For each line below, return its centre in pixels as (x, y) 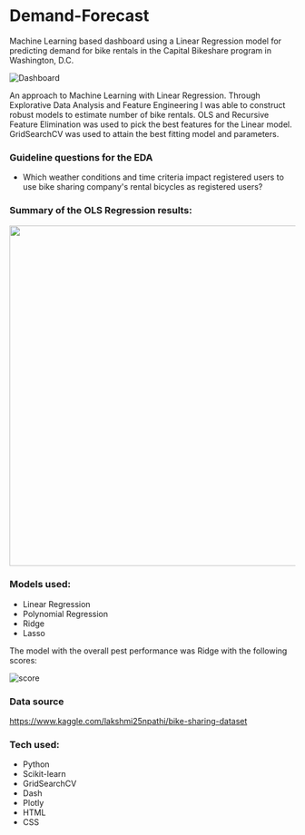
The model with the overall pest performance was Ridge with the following (148, 651)
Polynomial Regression (65, 614)
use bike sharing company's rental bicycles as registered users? (143, 187)
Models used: (40, 584)
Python (36, 764)
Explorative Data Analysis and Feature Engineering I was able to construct (148, 104)
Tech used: (34, 745)
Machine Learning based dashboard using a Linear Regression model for (146, 41)
